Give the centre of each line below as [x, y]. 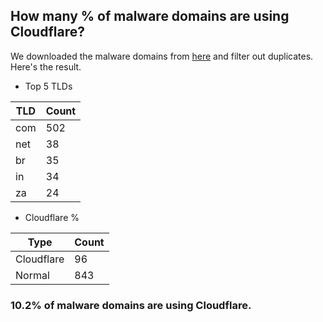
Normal [32, 275]
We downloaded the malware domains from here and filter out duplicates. [162, 56]
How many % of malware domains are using [150, 16]
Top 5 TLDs [48, 86]
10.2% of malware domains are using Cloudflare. [131, 305]
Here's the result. [46, 66]
